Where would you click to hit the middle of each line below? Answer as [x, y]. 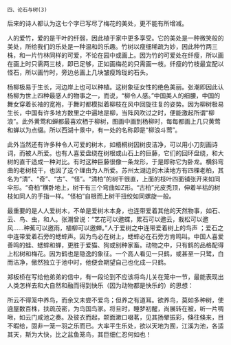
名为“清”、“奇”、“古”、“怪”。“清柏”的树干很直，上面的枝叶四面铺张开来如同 [114, 179]
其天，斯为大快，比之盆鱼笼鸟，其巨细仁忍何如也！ [79, 334]
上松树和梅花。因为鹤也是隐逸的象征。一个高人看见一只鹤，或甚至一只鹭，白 [115, 254]
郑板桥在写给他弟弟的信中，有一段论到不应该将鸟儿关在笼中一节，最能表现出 [115, 277]
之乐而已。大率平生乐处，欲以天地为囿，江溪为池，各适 [145, 326]
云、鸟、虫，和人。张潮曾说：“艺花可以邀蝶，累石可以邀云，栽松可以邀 [108, 219]
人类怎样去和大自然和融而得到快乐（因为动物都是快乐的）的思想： [100, 285]
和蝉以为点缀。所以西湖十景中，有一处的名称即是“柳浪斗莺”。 [94, 130]
